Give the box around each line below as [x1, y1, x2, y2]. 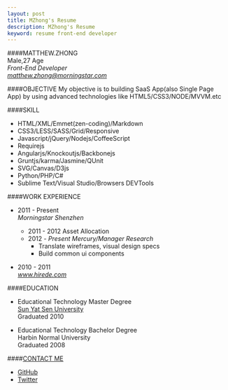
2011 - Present [17, 206, 59, 214]
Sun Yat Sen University [17, 305, 84, 314]
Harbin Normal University [17, 333, 91, 342]
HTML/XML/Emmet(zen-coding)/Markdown [17, 120, 143, 128]
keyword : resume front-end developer [7, 29, 117, 37]
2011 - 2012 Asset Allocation [27, 227, 110, 235]
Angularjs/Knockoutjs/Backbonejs [17, 149, 115, 158]
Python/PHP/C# [17, 172, 64, 180]
